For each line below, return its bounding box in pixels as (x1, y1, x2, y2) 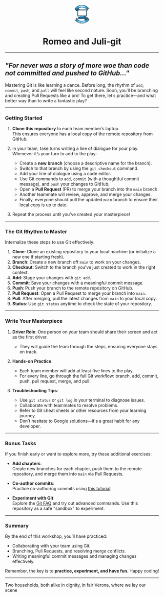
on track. (19, 349, 38, 355)
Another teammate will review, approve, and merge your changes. (19, 191, 152, 197)
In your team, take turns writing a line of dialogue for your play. (12, 145, 139, 151)
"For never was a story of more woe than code (5, 61, 150, 70)
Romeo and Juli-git (42, 36, 122, 47)
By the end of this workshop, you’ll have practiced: (5, 533, 107, 539)
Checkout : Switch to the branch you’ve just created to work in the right (12, 264, 156, 270)
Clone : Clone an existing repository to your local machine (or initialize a (12, 249, 156, 255)
